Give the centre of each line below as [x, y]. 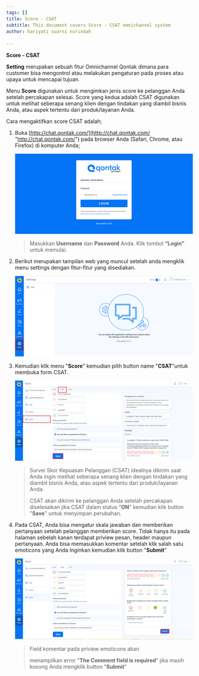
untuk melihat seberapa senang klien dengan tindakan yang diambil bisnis [96, 103]
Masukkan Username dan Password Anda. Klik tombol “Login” [107, 244]
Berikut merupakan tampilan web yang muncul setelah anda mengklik [99, 261]
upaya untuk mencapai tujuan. [43, 80]
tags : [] [17, 12]
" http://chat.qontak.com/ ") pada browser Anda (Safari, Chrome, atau [98, 139]
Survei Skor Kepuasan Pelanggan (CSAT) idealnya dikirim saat [105, 470]
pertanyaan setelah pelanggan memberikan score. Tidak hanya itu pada [102, 531]
